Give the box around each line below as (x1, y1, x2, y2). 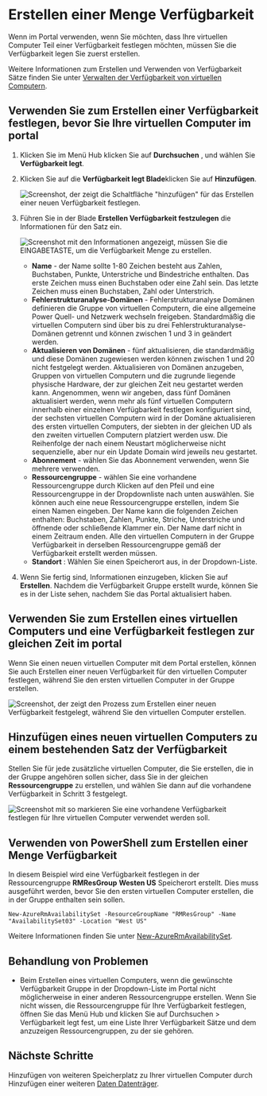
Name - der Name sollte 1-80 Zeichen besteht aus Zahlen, (31, 261, 222, 270)
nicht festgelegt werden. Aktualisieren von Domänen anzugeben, (31, 362, 245, 371)
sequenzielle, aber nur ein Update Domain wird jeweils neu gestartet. (31, 447, 258, 457)
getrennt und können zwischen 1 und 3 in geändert (64, 328, 232, 338)
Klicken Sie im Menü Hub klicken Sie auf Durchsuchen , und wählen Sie (19, 150, 256, 160)
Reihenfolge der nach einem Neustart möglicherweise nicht (31, 438, 226, 448)
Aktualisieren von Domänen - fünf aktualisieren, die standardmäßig (31, 345, 255, 355)
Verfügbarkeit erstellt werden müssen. (31, 548, 157, 558)
